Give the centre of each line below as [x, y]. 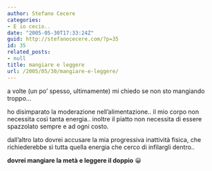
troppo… [19, 98]
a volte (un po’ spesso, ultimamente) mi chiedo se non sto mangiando [106, 91]
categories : [24, 20]
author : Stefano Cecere [41, 13]
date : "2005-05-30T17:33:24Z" [51, 33]
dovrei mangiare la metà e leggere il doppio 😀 [74, 160]
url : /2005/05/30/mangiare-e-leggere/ [63, 71]
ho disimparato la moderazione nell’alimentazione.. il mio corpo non [103, 112]
